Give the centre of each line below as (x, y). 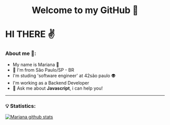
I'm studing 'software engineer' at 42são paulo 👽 (64, 76)
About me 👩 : (21, 53)
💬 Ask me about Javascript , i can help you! (57, 88)
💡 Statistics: (20, 106)
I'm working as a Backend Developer (51, 83)
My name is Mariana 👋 (36, 65)
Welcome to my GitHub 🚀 (85, 10)
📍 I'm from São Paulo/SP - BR (43, 70)
